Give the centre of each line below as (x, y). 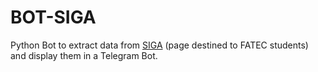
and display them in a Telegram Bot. (84, 55)
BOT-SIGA (53, 17)
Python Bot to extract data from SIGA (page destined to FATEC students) (159, 45)
